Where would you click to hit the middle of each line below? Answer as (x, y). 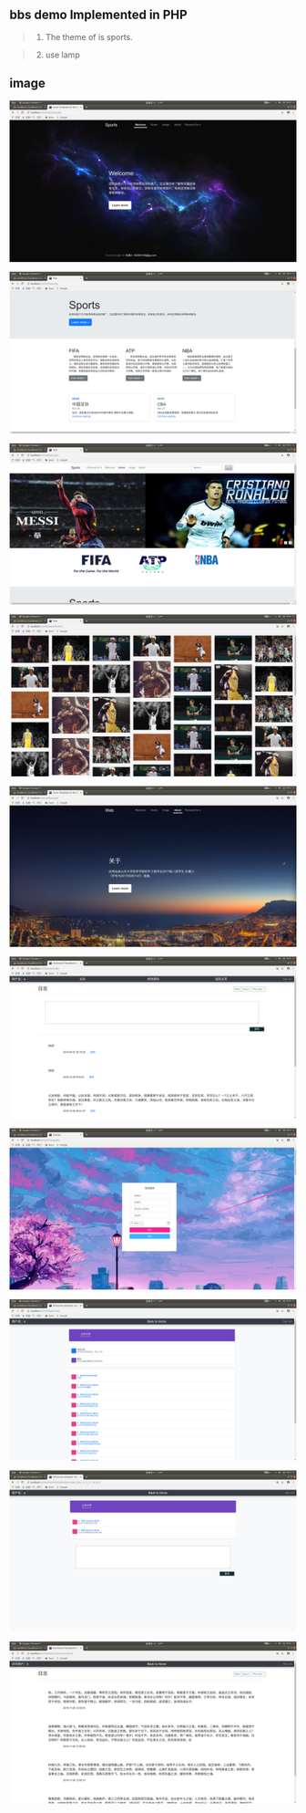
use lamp (62, 55)
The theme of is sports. (89, 36)
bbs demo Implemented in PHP (99, 15)
